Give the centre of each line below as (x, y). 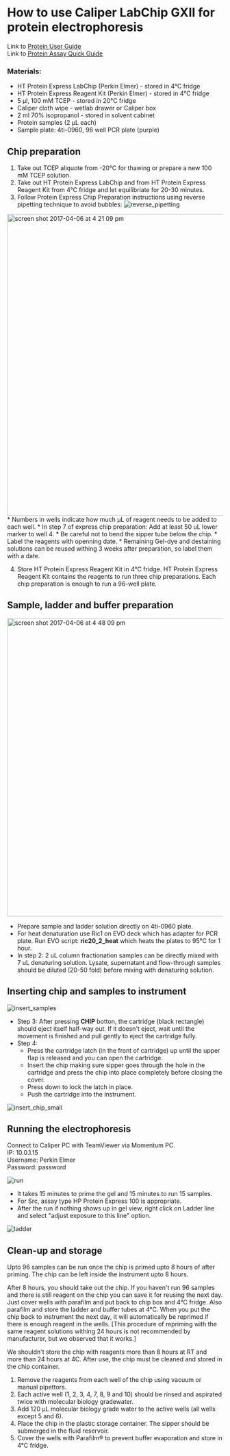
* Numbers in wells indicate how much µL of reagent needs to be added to (112, 520)
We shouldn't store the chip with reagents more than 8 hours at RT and (107, 1352)
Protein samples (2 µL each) (57, 123)
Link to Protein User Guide (44, 46)
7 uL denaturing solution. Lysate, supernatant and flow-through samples (119, 962)
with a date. (24, 556)
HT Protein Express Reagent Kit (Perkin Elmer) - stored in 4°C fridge (113, 93)
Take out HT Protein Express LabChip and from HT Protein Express (111, 182)
